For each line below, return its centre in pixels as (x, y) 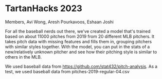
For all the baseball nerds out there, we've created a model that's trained (78, 31)
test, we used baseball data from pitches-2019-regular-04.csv (67, 71)
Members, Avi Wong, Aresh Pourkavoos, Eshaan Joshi (59, 22)
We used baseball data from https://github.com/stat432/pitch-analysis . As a (81, 66)
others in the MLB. (24, 57)
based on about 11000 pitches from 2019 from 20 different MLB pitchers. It (80, 36)
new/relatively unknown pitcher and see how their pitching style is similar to (81, 52)
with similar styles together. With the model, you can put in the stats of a (77, 47)
